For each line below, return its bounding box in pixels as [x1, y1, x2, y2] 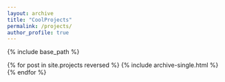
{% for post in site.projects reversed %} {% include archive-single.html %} [7, 61, 219, 69]
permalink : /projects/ [7, 23, 72, 29]
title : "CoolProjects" [7, 16, 72, 23]
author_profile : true [7, 29, 69, 36]
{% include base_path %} [7, 48, 80, 56]
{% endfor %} [7, 68, 47, 77]
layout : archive [7, 10, 54, 17]
